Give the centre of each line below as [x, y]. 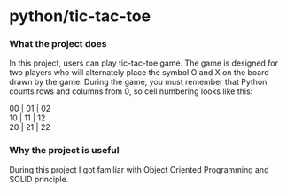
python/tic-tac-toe [80, 16]
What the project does [58, 44]
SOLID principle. [39, 179]
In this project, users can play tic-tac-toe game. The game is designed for [144, 63]
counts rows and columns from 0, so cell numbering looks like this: [131, 91]
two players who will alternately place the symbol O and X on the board [140, 73]
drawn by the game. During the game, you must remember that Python [138, 82]
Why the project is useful [64, 151]
